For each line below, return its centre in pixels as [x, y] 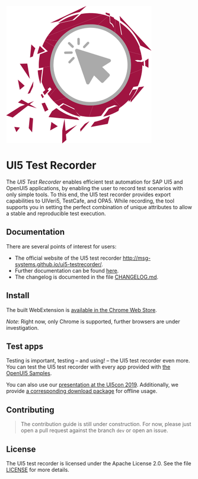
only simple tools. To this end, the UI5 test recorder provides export [88, 194]
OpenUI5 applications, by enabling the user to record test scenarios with [95, 188]
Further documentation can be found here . [67, 270]
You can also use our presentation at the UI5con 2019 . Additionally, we [92, 385]
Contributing [30, 410]
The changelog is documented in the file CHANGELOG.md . [87, 277]
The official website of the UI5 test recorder [68, 258]
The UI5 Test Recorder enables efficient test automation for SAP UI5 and [95, 182]
